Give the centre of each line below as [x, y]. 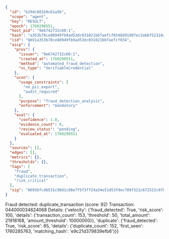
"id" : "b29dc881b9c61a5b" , [38, 12]
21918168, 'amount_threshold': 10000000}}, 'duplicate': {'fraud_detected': [82, 220]
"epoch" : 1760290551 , [32, 26]
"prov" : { [25, 49]
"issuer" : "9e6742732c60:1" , [49, 54]
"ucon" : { [25, 78]
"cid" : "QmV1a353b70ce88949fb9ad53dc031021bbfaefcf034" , [71, 40]
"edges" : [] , [23, 153]
